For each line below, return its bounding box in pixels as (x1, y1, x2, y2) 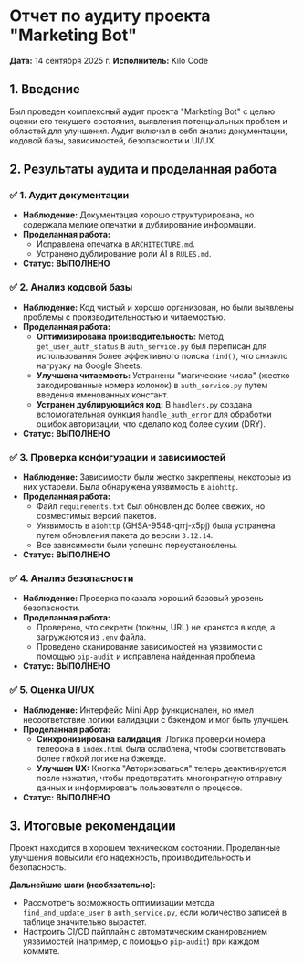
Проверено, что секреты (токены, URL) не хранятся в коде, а (36, 622, 276, 633)
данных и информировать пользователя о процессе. (36, 782, 243, 793)
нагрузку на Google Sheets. (36, 360, 143, 371)
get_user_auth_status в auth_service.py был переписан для (36, 340, 267, 352)
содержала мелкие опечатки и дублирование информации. (22, 219, 256, 230)
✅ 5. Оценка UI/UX (9, 683, 96, 696)
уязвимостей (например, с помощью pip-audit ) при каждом (22, 936, 260, 947)
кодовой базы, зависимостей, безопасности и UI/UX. (9, 134, 217, 146)
